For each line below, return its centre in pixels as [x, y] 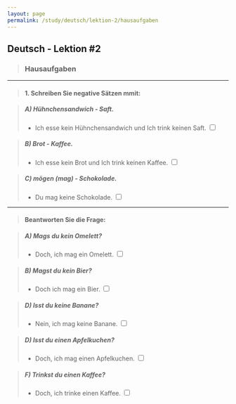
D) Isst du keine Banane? [61, 305]
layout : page [26, 14]
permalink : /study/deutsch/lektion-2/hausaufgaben [83, 20]
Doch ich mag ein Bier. [67, 289]
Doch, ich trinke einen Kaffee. [78, 393]
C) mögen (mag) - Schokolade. [71, 178]
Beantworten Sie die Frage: [65, 220]
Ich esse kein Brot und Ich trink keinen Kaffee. [101, 162]
